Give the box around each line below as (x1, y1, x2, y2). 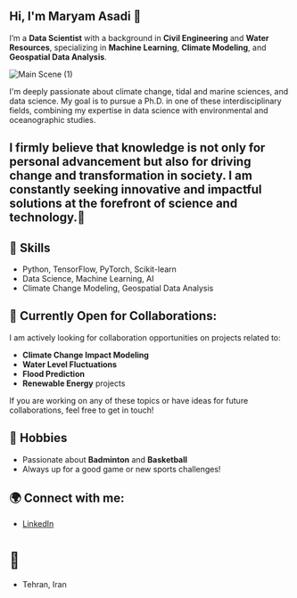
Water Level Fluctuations (21, 358, 118, 370)
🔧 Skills (9, 240, 51, 255)
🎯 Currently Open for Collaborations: (9, 308, 217, 324)
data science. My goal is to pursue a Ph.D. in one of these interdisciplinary (9, 95, 283, 106)
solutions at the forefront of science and (9, 196, 238, 211)
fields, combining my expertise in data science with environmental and (9, 104, 269, 116)
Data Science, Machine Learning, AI (21, 274, 154, 284)
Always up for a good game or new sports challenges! (21, 463, 221, 474)
